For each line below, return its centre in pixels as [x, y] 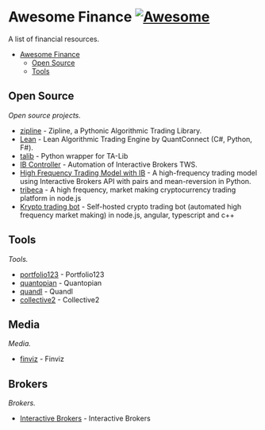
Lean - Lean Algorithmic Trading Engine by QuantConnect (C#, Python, [136, 139]
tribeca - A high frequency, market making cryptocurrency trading [128, 190]
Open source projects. [45, 115]
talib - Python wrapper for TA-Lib [74, 155]
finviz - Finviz [42, 359]
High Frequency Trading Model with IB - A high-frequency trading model [138, 173]
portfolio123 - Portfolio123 [62, 275]
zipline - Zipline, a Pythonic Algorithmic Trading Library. [111, 130]
